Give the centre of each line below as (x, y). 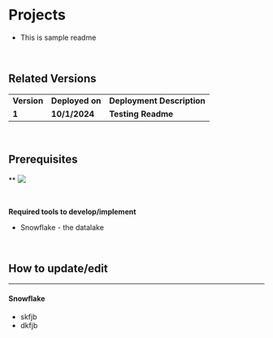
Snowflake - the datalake (62, 227)
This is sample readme (58, 37)
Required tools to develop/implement (72, 211)
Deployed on (76, 101)
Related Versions (52, 79)
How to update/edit (58, 269)
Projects (37, 15)
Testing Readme (141, 114)
